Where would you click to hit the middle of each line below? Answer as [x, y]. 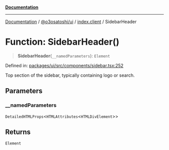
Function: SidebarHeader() [62, 42]
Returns [18, 132]
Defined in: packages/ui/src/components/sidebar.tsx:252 [64, 65]
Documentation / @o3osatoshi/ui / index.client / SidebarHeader [71, 22]
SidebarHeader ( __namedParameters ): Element [64, 56]
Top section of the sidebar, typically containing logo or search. [70, 75]
